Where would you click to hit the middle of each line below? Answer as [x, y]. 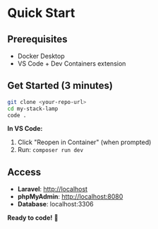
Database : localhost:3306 [55, 204]
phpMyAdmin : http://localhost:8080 [70, 196]
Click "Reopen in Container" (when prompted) [84, 142]
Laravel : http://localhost [53, 189]
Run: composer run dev [50, 150]
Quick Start [41, 13]
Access [24, 172]
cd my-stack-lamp [33, 108]
